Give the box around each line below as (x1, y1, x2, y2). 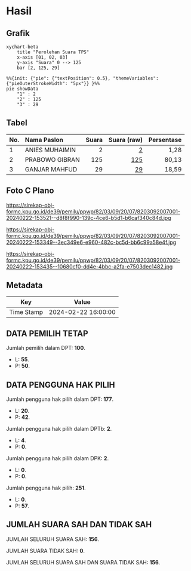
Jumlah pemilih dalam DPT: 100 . (6, 345, 85, 352)
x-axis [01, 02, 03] (17, 55, 68, 61)
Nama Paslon (24, 135, 64, 144)
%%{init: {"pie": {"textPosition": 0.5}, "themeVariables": (6, 75, 159, 81)
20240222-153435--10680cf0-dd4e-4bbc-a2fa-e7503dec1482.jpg (6, 262, 173, 270)
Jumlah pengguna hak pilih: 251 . (6, 484, 86, 492)
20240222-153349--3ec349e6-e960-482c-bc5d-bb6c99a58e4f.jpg (6, 238, 177, 246)
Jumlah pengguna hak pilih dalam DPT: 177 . (6, 395, 114, 403)
